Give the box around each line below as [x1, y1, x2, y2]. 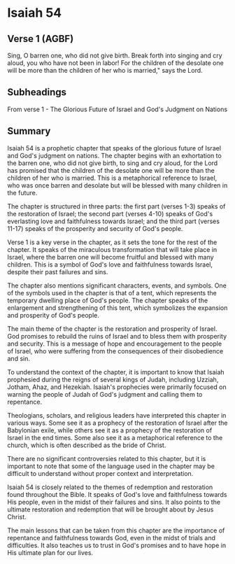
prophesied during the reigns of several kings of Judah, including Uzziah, [7, 375, 219, 383]
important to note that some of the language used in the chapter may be [7, 462, 215, 470]
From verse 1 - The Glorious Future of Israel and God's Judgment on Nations [7, 105, 228, 113]
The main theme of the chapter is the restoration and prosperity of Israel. [7, 324, 218, 333]
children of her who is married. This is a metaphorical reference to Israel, [7, 174, 218, 182]
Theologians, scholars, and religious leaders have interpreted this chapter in [7, 411, 227, 419]
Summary [7, 125, 51, 137]
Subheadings [7, 86, 67, 99]
